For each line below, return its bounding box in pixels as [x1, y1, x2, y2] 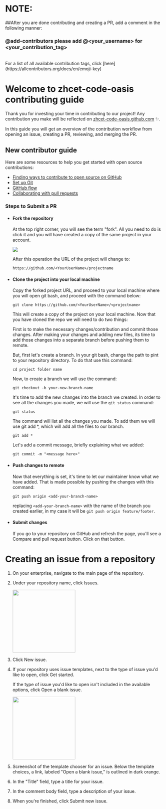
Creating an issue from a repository [5, 553, 155, 565]
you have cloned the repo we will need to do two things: [12, 316, 128, 322]
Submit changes [12, 520, 47, 526]
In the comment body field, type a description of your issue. [12, 788, 136, 794]
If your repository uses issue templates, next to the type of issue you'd [12, 666, 158, 672]
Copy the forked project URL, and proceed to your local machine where [12, 287, 160, 293]
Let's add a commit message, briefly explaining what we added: [12, 442, 144, 448]
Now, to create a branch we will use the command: [12, 376, 117, 382]
